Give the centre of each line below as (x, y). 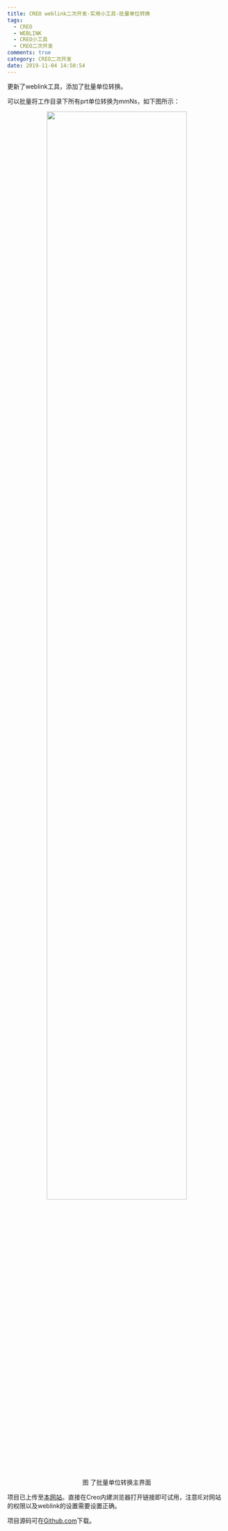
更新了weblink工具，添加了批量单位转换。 (67, 86)
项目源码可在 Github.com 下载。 (51, 1521)
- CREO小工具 (31, 40)
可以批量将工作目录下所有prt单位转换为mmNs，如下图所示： (94, 101)
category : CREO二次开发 (39, 59)
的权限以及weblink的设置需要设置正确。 (64, 1506)
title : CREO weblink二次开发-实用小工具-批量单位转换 (79, 14)
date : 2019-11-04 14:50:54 (46, 66)
